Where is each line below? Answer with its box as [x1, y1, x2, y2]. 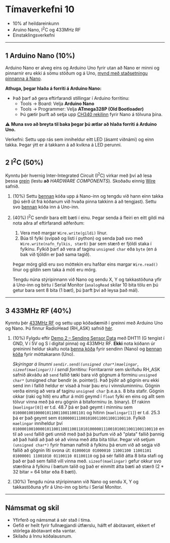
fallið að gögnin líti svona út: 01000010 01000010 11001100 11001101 [12, 447, 152, 453]
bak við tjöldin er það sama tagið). [20, 251, 91, 257]
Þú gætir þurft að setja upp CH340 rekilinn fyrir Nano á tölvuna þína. [20, 112, 163, 118]
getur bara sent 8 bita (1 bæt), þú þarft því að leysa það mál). [12, 287, 139, 293]
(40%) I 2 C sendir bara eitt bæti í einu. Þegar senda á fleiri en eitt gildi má [12, 213, 164, 221]
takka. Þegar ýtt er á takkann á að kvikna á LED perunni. [5, 142, 122, 148]
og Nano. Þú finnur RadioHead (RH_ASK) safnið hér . [5, 325, 113, 332]
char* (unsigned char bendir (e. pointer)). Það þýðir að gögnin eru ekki [12, 377, 159, 383]
